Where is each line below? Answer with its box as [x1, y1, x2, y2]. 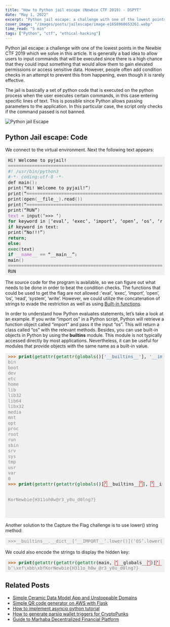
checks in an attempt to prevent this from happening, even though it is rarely [5, 72, 165, 78]
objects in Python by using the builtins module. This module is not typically [5, 332, 162, 338]
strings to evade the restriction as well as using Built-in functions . [5, 300, 142, 307]
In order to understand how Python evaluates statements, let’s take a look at [5, 310, 163, 317]
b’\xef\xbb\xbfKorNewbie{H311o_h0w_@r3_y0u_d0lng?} [8, 565, 139, 571]
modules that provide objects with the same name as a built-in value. [5, 343, 149, 349]
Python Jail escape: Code [5, 133, 88, 142]
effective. [5, 77, 25, 83]
